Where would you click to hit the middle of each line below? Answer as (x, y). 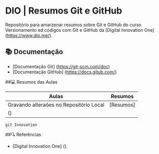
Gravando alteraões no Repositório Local (56, 105)
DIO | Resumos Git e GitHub (64, 11)
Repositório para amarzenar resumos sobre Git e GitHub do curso (73, 25)
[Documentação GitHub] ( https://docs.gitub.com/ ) (65, 72)
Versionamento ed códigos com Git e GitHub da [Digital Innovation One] (80, 30)
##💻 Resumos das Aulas (31, 82)
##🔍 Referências (23, 134)
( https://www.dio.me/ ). (29, 35)
